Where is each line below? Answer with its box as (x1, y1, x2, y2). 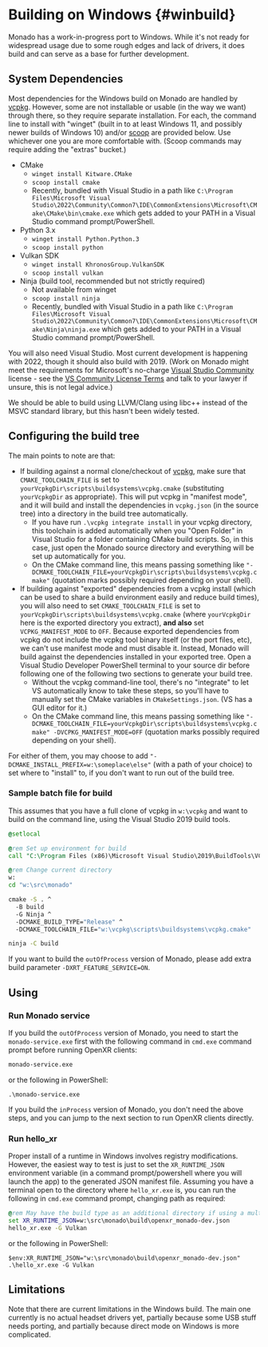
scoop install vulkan (31, 269, 104, 277)
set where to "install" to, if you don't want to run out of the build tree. (8, 768, 235, 777)
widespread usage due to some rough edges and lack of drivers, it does (8, 40, 245, 50)
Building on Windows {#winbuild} (8, 6, 236, 24)
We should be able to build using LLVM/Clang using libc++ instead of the (8, 398, 248, 407)
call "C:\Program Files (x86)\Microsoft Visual (8, 852, 170, 860)
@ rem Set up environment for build (8, 844, 127, 852)
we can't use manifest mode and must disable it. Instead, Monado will (19, 643, 250, 653)
